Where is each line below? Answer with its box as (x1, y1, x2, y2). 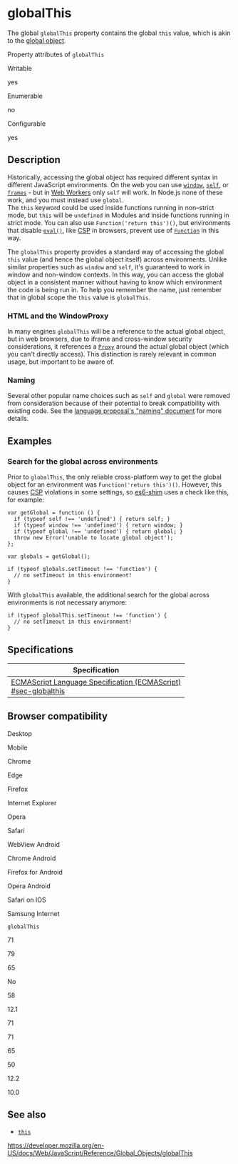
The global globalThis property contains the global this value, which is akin (7, 29, 231, 37)
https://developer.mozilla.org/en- (7, 1141, 105, 1150)
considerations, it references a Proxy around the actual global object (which (7, 342, 229, 351)
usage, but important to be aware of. (7, 357, 115, 366)
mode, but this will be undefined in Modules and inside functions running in (7, 211, 229, 219)
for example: (7, 495, 45, 504)
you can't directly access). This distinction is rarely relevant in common (7, 350, 217, 359)
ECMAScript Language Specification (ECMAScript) (11, 677, 182, 687)
